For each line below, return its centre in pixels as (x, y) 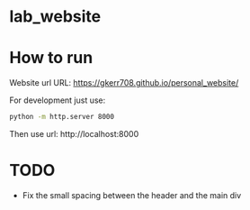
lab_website (55, 17)
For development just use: (58, 100)
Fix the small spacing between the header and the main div (132, 195)
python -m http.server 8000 (62, 117)
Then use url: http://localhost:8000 (74, 134)
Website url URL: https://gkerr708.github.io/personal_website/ (124, 83)
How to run (51, 58)
